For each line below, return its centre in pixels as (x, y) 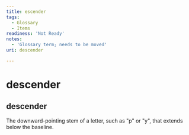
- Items (21, 28)
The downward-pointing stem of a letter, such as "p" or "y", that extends (94, 120)
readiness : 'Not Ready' (36, 34)
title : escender (26, 12)
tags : (13, 17)
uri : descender (25, 50)
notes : (14, 39)
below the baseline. (30, 127)
